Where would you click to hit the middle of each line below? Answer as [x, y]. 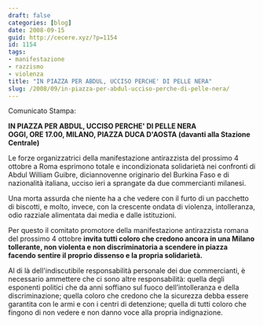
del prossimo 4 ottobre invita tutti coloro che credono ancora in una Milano [131, 239]
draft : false [29, 15]
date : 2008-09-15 [37, 30]
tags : [17, 52]
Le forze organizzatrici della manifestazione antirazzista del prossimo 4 [124, 158]
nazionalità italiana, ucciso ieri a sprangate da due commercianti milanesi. [127, 183]
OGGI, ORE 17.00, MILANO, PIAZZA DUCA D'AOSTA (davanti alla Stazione [130, 135]
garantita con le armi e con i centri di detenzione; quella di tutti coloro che [128, 305]
